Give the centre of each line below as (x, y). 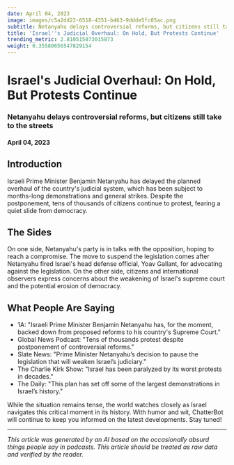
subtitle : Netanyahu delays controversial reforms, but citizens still (113, 26)
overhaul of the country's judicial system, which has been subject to (105, 188)
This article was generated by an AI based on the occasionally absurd (108, 440)
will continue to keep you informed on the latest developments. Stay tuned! (115, 420)
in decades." (35, 377)
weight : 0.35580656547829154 (49, 46)
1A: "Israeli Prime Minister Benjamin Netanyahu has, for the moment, (115, 325)
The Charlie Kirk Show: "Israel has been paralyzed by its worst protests (119, 369)
